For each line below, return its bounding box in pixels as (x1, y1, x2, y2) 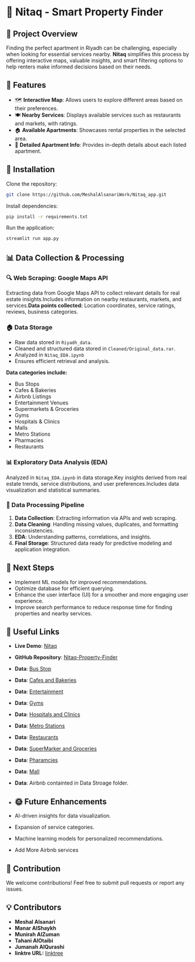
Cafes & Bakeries (14, 387, 57, 394)
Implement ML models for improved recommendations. (14, 578, 148, 585)
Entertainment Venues (14, 399, 69, 406)
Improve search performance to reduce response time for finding (14, 604, 173, 611)
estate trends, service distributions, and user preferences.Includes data (6, 480, 179, 487)
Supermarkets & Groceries (14, 406, 79, 413)
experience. (14, 597, 44, 604)
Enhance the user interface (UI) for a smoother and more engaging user (14, 591, 189, 598)
